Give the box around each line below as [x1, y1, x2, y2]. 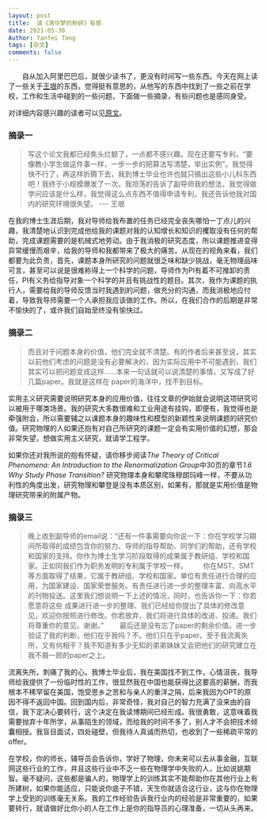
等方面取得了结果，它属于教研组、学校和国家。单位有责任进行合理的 [27, 571, 250, 580]
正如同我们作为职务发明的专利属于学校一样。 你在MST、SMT [41, 561, 255, 571]
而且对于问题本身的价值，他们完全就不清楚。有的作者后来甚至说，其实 [27, 346, 257, 356]
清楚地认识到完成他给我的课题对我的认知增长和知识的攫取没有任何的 [28, 226, 251, 235]
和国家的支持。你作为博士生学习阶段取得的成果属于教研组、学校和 [27, 551, 243, 560]
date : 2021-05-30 [8, 26, 66, 34]
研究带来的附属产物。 [14, 489, 85, 499]
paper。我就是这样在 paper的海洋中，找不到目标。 [41, 377, 207, 386]
